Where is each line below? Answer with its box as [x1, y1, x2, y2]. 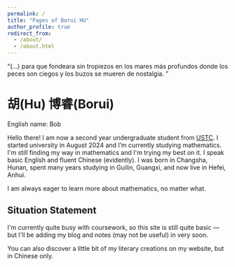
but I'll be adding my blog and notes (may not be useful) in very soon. [7, 231, 208, 239]
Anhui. [7, 170, 26, 179]
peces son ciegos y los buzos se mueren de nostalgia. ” [7, 69, 169, 78]
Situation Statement [7, 205, 97, 217]
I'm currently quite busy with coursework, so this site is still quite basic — [7, 223, 220, 231]
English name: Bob [7, 120, 62, 128]
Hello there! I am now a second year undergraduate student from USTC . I [7, 133, 219, 142]
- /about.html [13, 43, 55, 50]
